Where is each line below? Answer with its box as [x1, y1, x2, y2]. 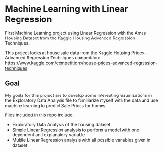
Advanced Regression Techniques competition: [5, 55, 100, 60]
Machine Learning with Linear [5, 3, 128, 15]
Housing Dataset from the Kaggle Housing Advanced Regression [5, 35, 136, 41]
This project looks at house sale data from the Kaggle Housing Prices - [5, 50, 147, 56]
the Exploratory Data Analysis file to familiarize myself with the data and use [5, 97, 158, 103]
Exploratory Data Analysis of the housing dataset [12, 121, 111, 127]
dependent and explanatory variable [12, 132, 85, 137]
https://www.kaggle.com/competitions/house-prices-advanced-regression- [5, 60, 158, 66]
